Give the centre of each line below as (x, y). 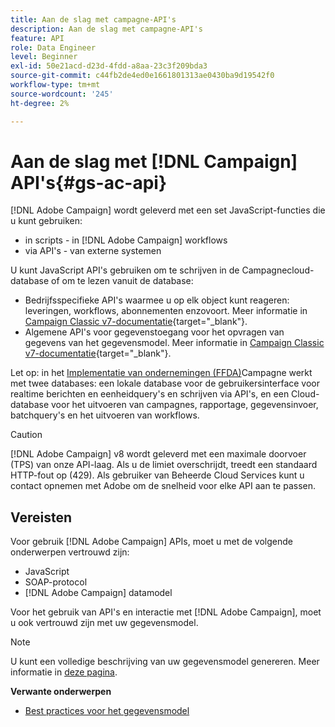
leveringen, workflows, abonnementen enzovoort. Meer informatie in (166, 311)
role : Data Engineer (53, 47)
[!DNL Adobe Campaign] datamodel (98, 593)
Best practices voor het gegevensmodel (107, 711)
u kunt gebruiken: (46, 221)
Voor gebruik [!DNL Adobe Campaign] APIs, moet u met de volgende (151, 542)
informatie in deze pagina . (64, 672)
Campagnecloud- (278, 270)
